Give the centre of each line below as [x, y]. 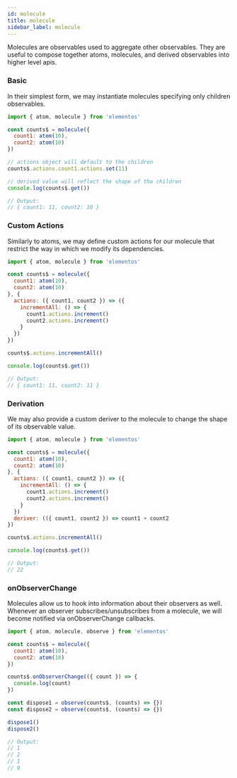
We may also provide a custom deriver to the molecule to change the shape [117, 418]
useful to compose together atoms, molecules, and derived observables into [118, 55]
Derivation [26, 404]
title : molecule [31, 21]
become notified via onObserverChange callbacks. [81, 618]
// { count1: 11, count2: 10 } [53, 207]
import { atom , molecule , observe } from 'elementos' [88, 632]
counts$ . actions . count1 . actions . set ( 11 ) [68, 168]
